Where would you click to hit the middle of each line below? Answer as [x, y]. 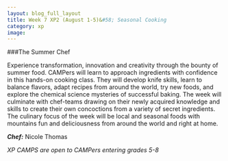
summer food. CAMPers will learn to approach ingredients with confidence [112, 73]
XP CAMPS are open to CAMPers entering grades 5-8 [83, 150]
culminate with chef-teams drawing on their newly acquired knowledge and [114, 102]
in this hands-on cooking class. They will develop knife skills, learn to [105, 80]
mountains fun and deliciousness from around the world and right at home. [113, 123]
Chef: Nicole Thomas [37, 137]
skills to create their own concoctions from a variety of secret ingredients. [111, 109]
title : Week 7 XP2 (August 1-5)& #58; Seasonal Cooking [87, 20]
